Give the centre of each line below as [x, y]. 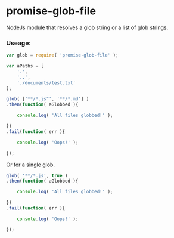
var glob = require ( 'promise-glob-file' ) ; [62, 55]
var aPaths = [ [25, 66]
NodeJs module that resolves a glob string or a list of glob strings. [87, 27]
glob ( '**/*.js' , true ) [37, 175]
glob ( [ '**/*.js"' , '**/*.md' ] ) [48, 99]
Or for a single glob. [31, 165]
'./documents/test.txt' [46, 83]
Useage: [19, 43]
